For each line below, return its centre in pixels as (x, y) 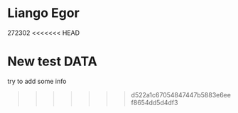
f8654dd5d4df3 (155, 102)
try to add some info (37, 81)
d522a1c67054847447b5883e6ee (181, 95)
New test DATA (52, 61)
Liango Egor (43, 13)
